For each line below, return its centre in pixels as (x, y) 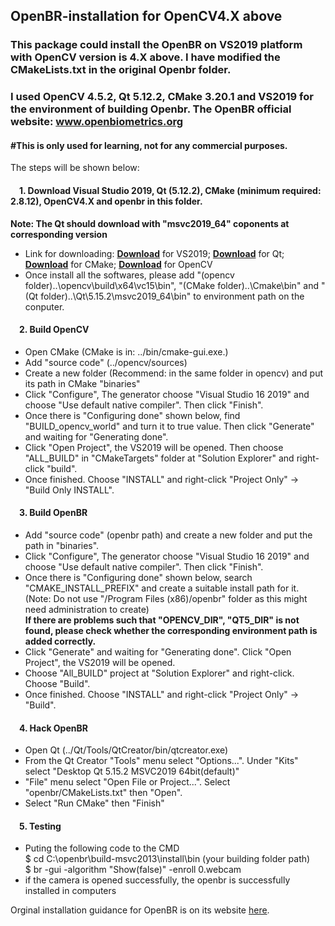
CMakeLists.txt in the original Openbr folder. (121, 70)
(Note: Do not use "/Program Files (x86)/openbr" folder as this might (166, 599)
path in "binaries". (62, 546)
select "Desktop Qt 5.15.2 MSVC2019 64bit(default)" (132, 771)
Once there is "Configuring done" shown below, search (138, 578)
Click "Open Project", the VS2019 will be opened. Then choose (154, 447)
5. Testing (40, 826)
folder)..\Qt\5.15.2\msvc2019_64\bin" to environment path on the (172, 296)
